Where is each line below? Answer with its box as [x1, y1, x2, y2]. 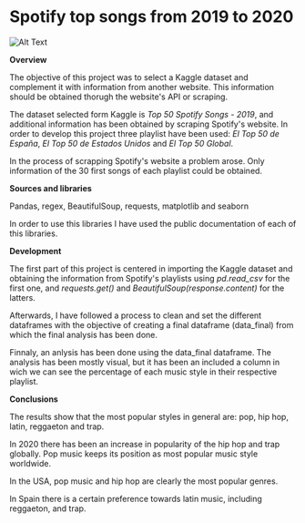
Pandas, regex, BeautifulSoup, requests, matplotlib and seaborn [9, 200, 249, 211]
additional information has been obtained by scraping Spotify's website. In [9, 118, 289, 129]
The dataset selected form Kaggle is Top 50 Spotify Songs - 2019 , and [9, 108, 274, 119]
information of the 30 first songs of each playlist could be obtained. [9, 165, 262, 176]
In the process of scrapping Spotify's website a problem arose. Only [9, 155, 266, 166]
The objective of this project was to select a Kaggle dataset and [9, 71, 249, 83]
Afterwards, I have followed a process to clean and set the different [9, 310, 262, 321]
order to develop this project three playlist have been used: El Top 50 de [9, 128, 280, 138]
